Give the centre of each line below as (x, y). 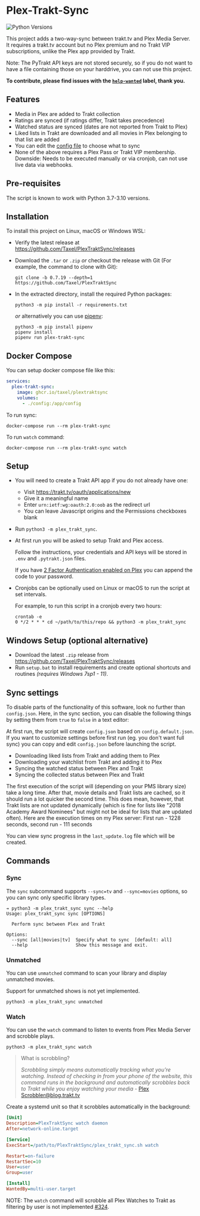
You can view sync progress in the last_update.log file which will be (90, 836)
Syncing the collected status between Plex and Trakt (79, 775)
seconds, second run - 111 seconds (49, 824)
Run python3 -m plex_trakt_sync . (56, 529)
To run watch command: (35, 437)
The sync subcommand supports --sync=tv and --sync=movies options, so (97, 891)
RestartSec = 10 (24, 1162)
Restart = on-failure (30, 1156)
